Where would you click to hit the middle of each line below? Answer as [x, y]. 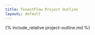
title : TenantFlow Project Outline [42, 9]
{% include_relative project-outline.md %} [47, 27]
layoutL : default [23, 14]
